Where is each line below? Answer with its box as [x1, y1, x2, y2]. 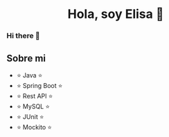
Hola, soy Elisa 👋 [67, 6, 164, 22]
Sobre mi [6, 52, 46, 64]
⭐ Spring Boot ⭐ [16, 81, 63, 89]
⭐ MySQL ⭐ [16, 102, 50, 110]
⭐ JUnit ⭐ [16, 112, 44, 120]
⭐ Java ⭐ [16, 71, 43, 79]
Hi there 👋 [6, 31, 41, 41]
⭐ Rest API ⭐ [16, 91, 53, 100]
